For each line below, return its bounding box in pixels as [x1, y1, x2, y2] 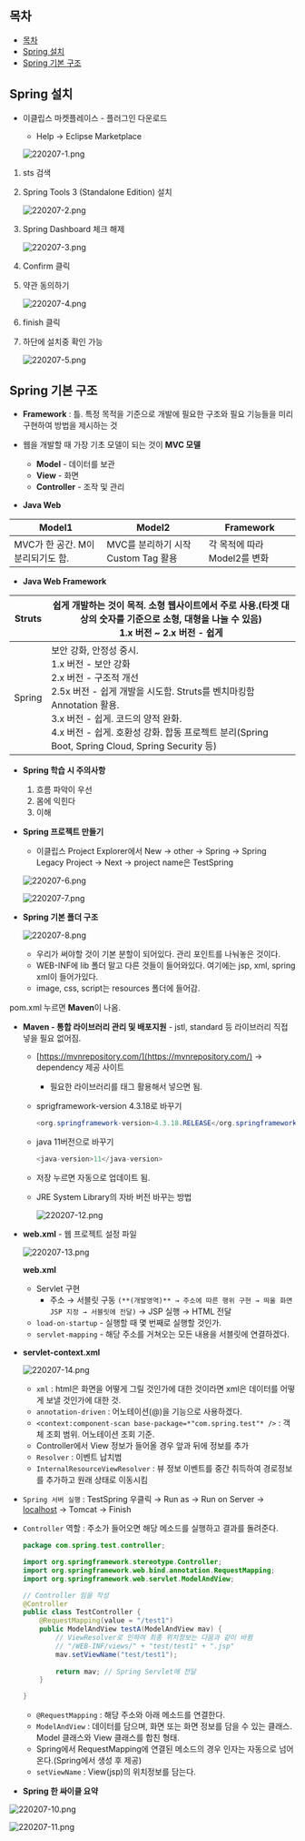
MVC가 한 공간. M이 [14, 538, 95, 551]
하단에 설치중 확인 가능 [22, 336, 103, 347]
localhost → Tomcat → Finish [22, 1504, 132, 1515]
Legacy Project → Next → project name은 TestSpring [35, 857, 234, 868]
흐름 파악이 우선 [35, 784, 93, 795]
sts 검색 [22, 167, 52, 178]
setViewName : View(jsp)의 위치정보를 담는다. [35, 1766, 197, 1777]
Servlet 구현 [35, 1283, 80, 1295]
